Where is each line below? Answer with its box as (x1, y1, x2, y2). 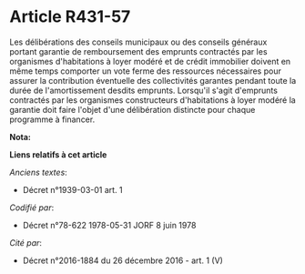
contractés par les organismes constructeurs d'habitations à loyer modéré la (9, 94, 296, 106)
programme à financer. (9, 114, 96, 125)
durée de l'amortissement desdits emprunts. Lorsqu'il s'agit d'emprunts (9, 85, 278, 96)
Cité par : (9, 237, 43, 248)
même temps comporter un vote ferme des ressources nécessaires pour (9, 66, 282, 76)
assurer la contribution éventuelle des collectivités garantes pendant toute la (9, 75, 297, 86)
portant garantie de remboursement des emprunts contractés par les (9, 46, 268, 56)
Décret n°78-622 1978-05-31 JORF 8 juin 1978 (22, 219, 197, 230)
